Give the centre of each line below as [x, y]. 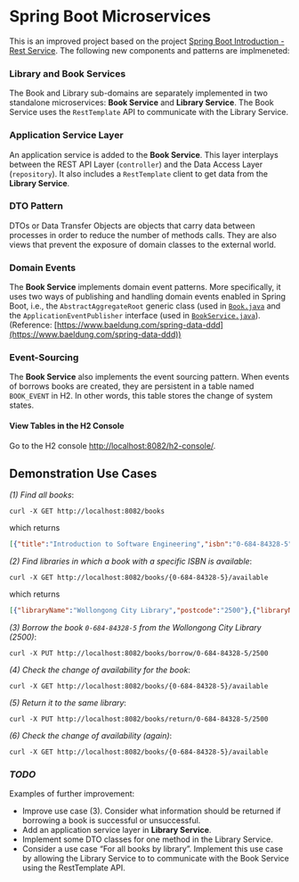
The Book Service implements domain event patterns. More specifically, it [145, 287]
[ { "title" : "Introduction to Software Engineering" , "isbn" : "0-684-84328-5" [151, 544]
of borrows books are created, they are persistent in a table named [132, 386]
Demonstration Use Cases [83, 474]
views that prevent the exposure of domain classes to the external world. [143, 244]
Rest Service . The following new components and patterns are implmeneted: [149, 50]
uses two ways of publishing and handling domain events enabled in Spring [148, 297]
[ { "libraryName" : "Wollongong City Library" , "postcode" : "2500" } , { [133, 611]
